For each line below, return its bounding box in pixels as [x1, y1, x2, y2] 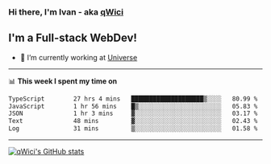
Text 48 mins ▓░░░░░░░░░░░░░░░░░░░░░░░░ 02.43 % [8, 117, 258, 125]
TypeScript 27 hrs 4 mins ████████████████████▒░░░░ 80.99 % [8, 95, 258, 103]
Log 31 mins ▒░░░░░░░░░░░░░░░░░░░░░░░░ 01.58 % [8, 125, 258, 133]
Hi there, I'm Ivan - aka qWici [8, 6, 123, 18]
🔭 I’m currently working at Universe [19, 52, 138, 62]
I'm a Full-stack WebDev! [8, 31, 137, 45]
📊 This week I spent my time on [8, 76, 118, 86]
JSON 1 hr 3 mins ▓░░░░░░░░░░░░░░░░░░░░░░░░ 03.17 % [8, 109, 258, 118]
